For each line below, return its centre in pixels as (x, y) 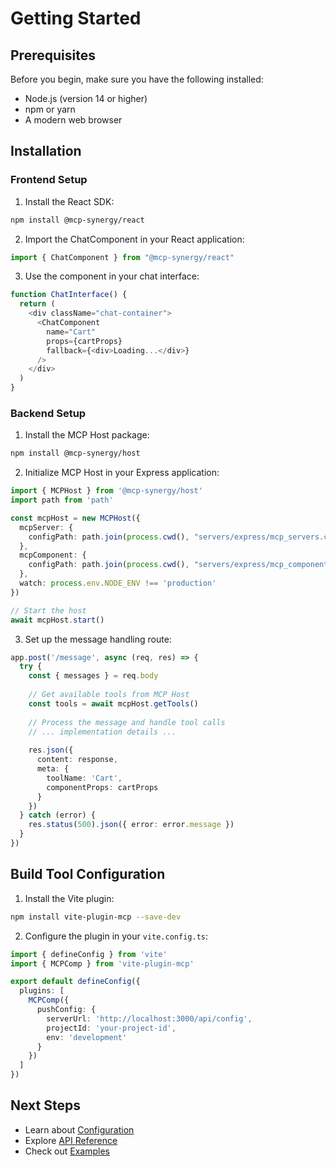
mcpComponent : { (53, 555)
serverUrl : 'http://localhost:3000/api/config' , (149, 1018)
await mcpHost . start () (57, 620)
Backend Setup (48, 413)
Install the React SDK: (69, 201)
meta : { (53, 769)
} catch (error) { (58, 815)
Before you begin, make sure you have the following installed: (137, 79)
